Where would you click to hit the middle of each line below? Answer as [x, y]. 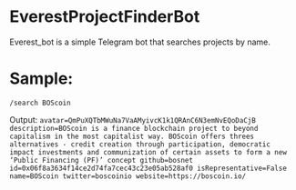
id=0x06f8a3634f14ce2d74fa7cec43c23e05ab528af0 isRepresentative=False [148, 168]
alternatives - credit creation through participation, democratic [140, 144]
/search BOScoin [40, 103]
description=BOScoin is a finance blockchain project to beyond [134, 128]
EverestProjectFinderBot [105, 17]
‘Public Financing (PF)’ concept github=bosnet [102, 160]
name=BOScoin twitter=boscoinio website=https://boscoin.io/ [128, 176]
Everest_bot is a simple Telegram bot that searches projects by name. [140, 42]
